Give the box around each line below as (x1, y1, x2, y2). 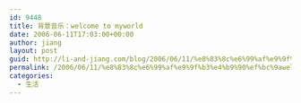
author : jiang (9, 38, 63, 47)
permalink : (9, 64, 50, 73)
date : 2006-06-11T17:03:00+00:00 (9, 30, 134, 39)
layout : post (9, 47, 58, 56)
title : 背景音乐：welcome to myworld (9, 21, 143, 30)
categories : (9, 72, 54, 81)
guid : (9, 55, 30, 64)
